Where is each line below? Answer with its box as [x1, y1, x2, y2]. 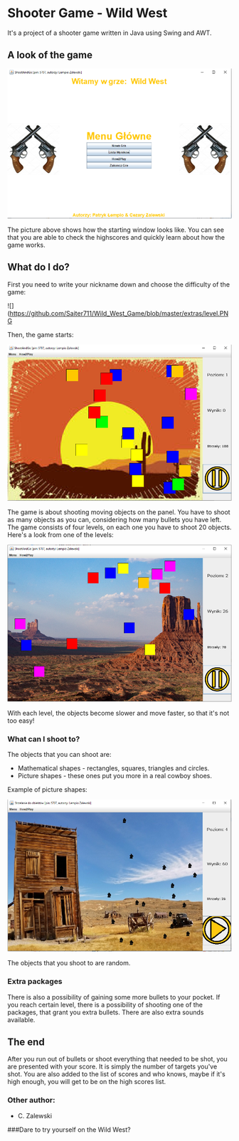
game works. [7, 240, 46, 250]
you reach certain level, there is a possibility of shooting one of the [7, 1000, 203, 1009]
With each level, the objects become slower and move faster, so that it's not [7, 709, 230, 717]
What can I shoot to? [7, 734, 80, 744]
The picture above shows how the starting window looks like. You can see [7, 225, 224, 234]
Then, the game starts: [7, 330, 74, 339]
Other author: [7, 1095, 55, 1105]
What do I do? [7, 261, 70, 273]
